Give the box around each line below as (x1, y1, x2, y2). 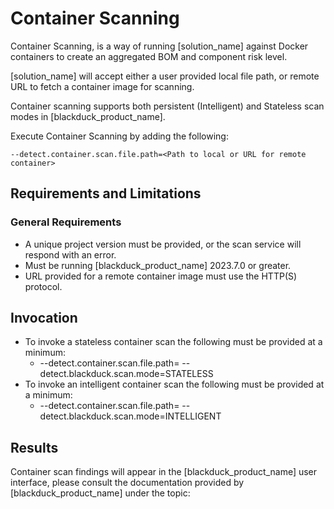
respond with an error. (24, 248, 117, 261)
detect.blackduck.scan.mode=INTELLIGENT (39, 410, 222, 422)
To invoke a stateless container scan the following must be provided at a (24, 336, 323, 348)
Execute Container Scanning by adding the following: (10, 130, 229, 142)
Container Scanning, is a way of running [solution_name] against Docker (10, 40, 309, 52)
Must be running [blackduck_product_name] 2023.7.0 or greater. (24, 259, 292, 271)
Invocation (10, 310, 78, 327)
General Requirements (10, 215, 122, 229)
